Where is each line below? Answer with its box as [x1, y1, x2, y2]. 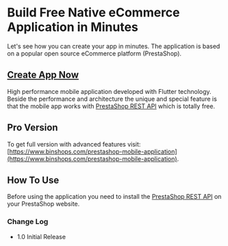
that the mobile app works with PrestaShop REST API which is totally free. [7, 101, 216, 110]
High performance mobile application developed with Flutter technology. [7, 87, 212, 95]
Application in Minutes [7, 19, 138, 35]
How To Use [7, 174, 60, 186]
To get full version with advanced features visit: [7, 140, 141, 148]
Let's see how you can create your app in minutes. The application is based [7, 42, 220, 50]
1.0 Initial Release [16, 232, 66, 241]
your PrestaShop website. [7, 200, 80, 208]
